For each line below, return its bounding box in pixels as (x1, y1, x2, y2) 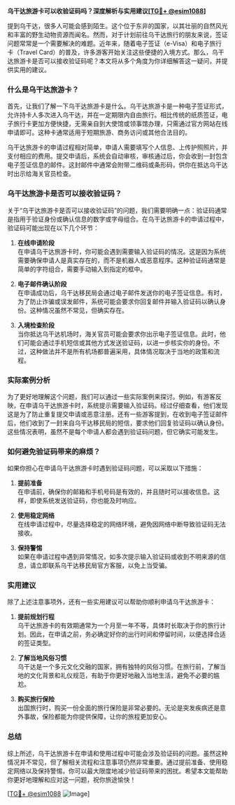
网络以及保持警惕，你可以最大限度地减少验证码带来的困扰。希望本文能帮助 (13, 766, 228, 775)
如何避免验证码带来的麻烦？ (7, 447, 101, 456)
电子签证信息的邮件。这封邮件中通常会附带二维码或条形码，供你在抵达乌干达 (7, 161, 228, 169)
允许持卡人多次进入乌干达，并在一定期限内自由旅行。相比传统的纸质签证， (7, 111, 222, 119)
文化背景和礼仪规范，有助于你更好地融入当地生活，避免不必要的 (29, 671, 214, 679)
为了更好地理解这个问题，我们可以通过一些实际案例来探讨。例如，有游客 (7, 392, 215, 400)
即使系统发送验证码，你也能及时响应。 (29, 496, 141, 505)
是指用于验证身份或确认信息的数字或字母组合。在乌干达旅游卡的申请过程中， (7, 215, 228, 223)
